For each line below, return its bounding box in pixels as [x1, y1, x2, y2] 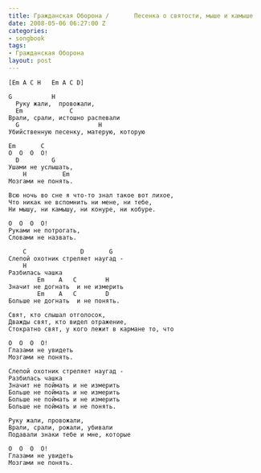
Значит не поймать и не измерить [8, 381, 120, 389]
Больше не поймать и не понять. [8, 402, 116, 410]
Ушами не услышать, [8, 162, 74, 171]
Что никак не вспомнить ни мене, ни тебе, [8, 198, 153, 206]
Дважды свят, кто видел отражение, [8, 318, 128, 326]
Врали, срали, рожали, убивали [8, 423, 113, 431]
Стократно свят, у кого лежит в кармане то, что [8, 325, 174, 333]
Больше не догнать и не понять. [8, 297, 120, 305]
